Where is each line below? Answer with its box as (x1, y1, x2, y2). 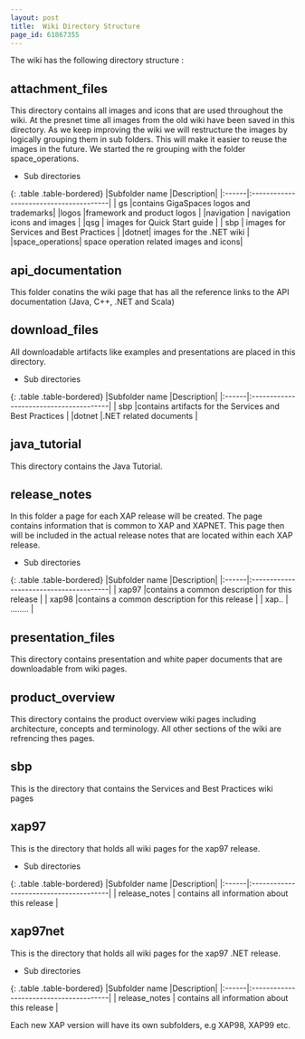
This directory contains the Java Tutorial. (10, 461, 163, 472)
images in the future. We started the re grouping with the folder (10, 144, 246, 155)
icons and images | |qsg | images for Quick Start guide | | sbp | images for (10, 217, 286, 228)
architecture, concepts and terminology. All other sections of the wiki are (10, 723, 281, 734)
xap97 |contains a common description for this (118, 585, 292, 596)
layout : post (10, 13, 60, 23)
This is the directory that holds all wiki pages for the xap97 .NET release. (10, 948, 281, 958)
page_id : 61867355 (10, 30, 80, 39)
